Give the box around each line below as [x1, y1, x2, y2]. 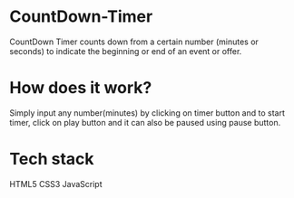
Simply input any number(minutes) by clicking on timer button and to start [9, 107, 286, 118]
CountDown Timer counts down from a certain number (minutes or [9, 36, 259, 47]
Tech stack [9, 149, 94, 169]
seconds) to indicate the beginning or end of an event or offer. [9, 45, 242, 56]
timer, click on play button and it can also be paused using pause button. [9, 117, 281, 127]
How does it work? [9, 78, 152, 99]
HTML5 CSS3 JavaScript [9, 178, 103, 189]
